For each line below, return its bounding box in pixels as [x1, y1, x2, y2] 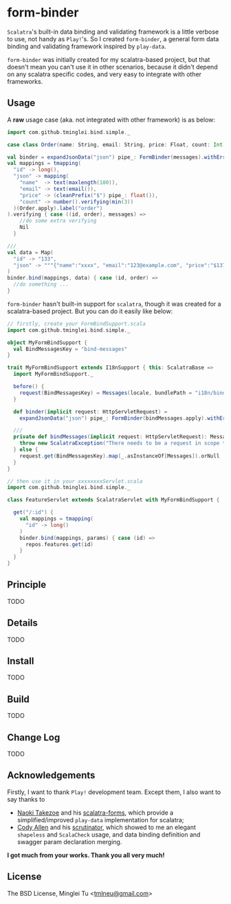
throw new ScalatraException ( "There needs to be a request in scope [19, 440, 220, 447]
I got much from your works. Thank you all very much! [7, 850, 165, 859]
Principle [7, 579, 47, 591]
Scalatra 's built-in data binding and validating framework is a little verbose [7, 27, 219, 36]
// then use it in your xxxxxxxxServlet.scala [7, 477, 143, 485]
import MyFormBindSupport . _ [13, 371, 94, 378]
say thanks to [7, 795, 45, 803]
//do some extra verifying [19, 218, 97, 225]
